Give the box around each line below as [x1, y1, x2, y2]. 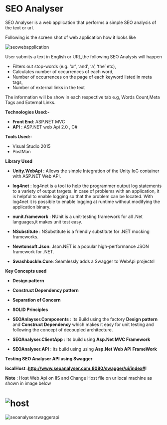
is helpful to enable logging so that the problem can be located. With [12, 193, 154, 199]
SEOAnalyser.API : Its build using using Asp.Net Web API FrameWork [12, 346, 157, 352]
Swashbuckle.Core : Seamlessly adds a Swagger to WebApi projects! [12, 258, 155, 264]
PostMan [12, 148, 31, 154]
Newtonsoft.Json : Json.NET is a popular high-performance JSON [12, 243, 149, 249]
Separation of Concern [12, 297, 61, 303]
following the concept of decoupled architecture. [12, 326, 113, 332]
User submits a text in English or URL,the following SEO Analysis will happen [5, 53, 162, 60]
